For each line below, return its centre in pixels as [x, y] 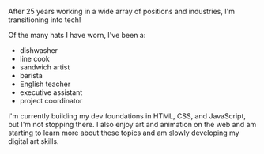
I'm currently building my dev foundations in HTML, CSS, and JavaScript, [127, 116]
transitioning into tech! [45, 20]
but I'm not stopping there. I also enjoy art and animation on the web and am [132, 124]
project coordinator [51, 101]
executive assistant [51, 92]
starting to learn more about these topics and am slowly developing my [124, 133]
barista [31, 75]
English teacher [45, 84]
